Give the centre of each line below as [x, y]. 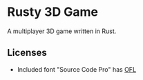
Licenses [27, 53]
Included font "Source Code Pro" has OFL [77, 69]
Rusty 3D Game [53, 12]
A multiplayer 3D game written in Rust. [62, 31]
